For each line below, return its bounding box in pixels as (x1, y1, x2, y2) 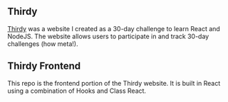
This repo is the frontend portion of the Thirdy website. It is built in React (7, 79, 221, 87)
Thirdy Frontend (7, 60, 81, 72)
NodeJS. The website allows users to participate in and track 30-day (7, 32, 209, 40)
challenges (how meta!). (7, 39, 78, 48)
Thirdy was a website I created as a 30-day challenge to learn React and (7, 24, 221, 33)
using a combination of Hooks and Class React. (7, 86, 147, 95)
